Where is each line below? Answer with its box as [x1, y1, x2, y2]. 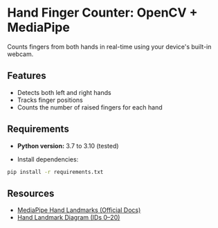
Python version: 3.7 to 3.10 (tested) [17, 141, 119, 150]
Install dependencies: [17, 155, 79, 164]
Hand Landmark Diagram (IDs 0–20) [17, 213, 120, 222]
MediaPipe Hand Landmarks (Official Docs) [17, 206, 141, 214]
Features [7, 70, 46, 82]
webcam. [7, 50, 34, 58]
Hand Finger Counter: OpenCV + [7, 5, 199, 21]
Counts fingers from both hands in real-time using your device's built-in [7, 42, 212, 51]
